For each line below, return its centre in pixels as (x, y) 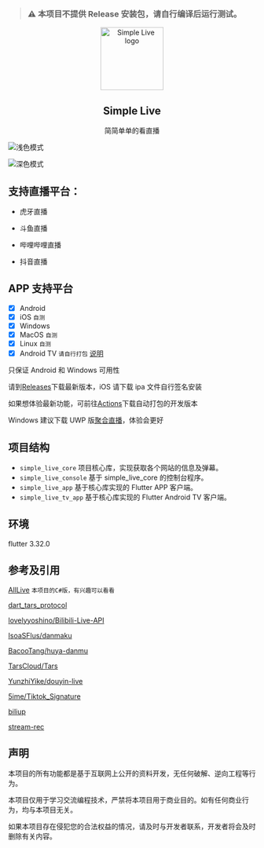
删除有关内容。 (32, 836)
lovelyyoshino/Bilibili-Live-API (56, 620)
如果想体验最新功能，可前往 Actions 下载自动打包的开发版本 (103, 404)
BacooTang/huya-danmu (48, 650)
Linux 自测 (35, 343)
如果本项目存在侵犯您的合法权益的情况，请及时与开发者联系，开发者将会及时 (132, 827)
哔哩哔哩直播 (40, 245)
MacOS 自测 (38, 334)
